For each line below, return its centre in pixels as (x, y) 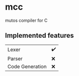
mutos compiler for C (26, 20)
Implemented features (39, 36)
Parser (15, 59)
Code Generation (27, 66)
